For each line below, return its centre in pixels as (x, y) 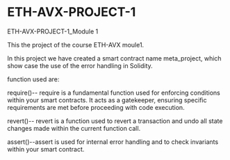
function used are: (33, 79)
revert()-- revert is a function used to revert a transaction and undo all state (115, 121)
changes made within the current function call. (74, 128)
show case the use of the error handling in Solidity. (80, 65)
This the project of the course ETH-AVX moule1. (76, 45)
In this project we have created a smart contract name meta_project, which (114, 58)
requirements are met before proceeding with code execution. (96, 107)
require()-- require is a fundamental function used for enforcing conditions (114, 93)
